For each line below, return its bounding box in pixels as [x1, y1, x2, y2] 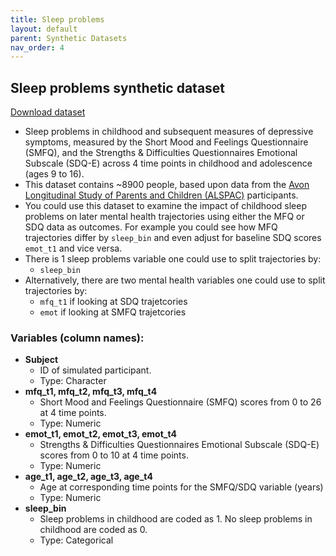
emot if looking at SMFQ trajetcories [39, 306, 187, 318]
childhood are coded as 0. [39, 524, 148, 536]
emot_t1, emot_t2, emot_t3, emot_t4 [24, 428, 177, 440]
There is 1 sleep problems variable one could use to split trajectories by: [24, 253, 322, 265]
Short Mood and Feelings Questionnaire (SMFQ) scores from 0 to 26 [39, 396, 322, 408]
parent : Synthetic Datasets [10, 33, 128, 43]
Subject [24, 354, 59, 366]
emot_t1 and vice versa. [24, 242, 123, 255]
